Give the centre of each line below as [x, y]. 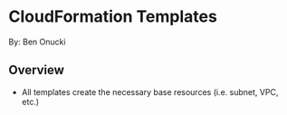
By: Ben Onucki [37, 42]
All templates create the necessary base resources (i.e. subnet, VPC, [150, 91]
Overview [37, 70]
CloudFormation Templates [113, 17]
